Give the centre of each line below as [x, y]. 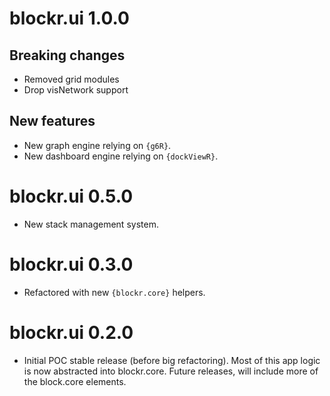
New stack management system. [91, 224]
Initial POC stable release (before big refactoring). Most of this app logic [172, 360]
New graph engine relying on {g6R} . [97, 145]
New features [52, 121]
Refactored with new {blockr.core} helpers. [114, 292]
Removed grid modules [71, 79]
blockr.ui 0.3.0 [71, 264]
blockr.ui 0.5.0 [71, 196]
